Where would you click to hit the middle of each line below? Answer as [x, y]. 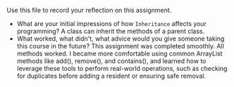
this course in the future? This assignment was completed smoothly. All [121, 46]
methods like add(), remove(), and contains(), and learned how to [111, 61]
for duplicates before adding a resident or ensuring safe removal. [111, 76]
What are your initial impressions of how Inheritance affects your [112, 24]
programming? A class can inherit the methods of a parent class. [111, 31]
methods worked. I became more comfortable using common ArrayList [119, 53]
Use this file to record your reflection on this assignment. [89, 10]
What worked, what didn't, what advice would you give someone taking [121, 39]
